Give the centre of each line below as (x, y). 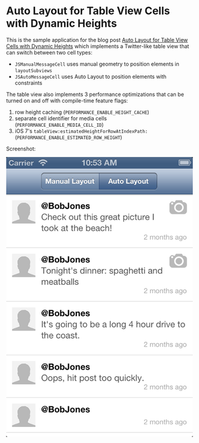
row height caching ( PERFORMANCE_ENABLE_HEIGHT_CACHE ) (82, 112)
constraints (28, 83)
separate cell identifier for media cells (61, 118)
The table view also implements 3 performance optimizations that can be (95, 94)
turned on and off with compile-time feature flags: (67, 100)
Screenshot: (21, 149)
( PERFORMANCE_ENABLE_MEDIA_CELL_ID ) (59, 124)
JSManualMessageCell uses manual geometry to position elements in (97, 64)
